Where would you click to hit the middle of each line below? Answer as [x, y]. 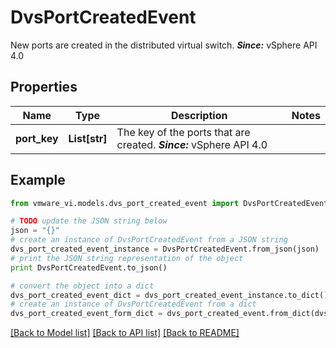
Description [199, 115]
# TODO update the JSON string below [89, 221]
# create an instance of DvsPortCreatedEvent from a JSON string [149, 240]
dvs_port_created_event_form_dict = [86, 314]
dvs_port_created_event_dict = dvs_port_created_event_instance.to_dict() [169, 295]
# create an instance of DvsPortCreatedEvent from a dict [133, 304]
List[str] [88, 138]
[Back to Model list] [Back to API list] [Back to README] [125, 333]
